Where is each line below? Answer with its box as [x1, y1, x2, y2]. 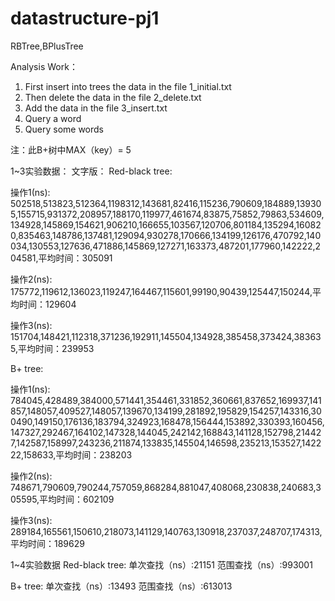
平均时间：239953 [17, 342, 95, 354]
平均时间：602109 [39, 493, 115, 505]
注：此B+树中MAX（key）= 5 [10, 143, 132, 156]
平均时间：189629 [10, 537, 85, 549]
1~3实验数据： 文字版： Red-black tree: [10, 165, 173, 177]
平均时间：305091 [38, 252, 113, 264]
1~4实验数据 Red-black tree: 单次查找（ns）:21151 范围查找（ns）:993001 [10, 558, 313, 571]
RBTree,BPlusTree [10, 40, 84, 52]
